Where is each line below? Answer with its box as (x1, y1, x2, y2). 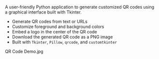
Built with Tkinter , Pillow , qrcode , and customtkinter (12, 39, 117, 45)
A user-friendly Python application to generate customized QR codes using (5, 4, 155, 10)
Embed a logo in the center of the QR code (12, 29, 98, 34)
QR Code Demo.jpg (5, 48, 43, 54)
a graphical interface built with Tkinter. (5, 9, 82, 15)
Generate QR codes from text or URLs (12, 19, 88, 24)
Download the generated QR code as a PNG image (12, 34, 113, 40)
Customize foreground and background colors (12, 24, 104, 29)
